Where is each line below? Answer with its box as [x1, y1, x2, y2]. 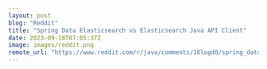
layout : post [8, 11, 52, 20]
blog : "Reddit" [8, 19, 59, 27]
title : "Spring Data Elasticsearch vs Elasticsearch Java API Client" [8, 26, 247, 34]
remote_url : [8, 48, 48, 56]
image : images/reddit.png [8, 41, 94, 49]
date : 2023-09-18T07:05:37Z [8, 33, 102, 42]
